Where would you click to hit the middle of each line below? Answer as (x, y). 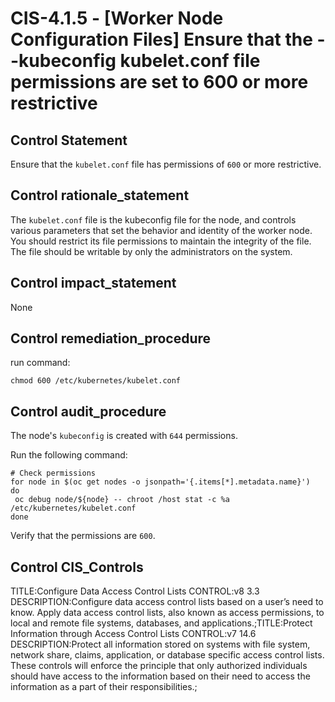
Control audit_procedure (88, 411)
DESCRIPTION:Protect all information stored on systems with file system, (160, 644)
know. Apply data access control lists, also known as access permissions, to (167, 613)
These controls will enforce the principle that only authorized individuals (159, 666)
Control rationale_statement (100, 195)
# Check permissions (53, 473)
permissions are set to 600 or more (159, 82)
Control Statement (69, 140)
